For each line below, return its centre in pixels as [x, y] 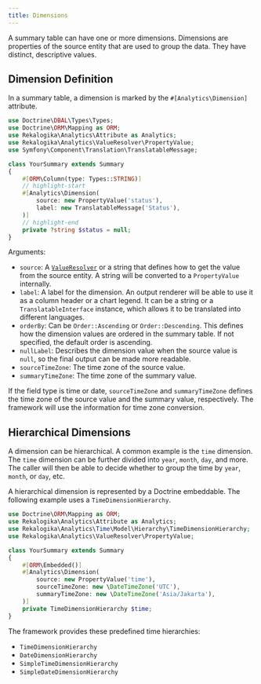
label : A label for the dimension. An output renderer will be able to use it [136, 292]
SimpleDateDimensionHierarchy [69, 672]
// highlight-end [51, 222]
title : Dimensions [38, 15]
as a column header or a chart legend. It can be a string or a [116, 301]
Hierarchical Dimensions [69, 432]
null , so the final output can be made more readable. [105, 359]
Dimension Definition [61, 79]
